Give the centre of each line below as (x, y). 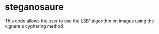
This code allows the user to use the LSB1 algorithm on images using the (80, 21)
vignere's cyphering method (34, 26)
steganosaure (34, 7)
